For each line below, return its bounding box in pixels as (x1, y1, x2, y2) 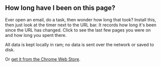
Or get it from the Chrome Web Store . (5, 56, 81, 62)
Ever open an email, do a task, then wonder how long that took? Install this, (5, 17, 157, 22)
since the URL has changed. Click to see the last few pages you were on (5, 27, 151, 33)
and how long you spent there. (5, 32, 67, 38)
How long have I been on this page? (5, 4, 116, 12)
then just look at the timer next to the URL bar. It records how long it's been (5, 22, 157, 28)
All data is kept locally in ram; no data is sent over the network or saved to (5, 41, 154, 48)
